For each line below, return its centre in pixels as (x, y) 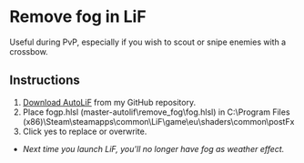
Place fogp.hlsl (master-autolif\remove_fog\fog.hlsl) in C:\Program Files (156, 112)
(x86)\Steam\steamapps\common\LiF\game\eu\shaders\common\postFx (158, 121)
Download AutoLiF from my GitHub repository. (109, 102)
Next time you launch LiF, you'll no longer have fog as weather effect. (153, 148)
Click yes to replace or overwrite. (85, 131)
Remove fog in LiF (78, 17)
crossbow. (29, 51)
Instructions (45, 81)
